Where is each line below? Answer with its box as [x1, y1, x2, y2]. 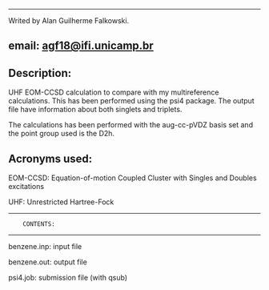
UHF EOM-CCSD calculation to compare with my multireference [8, 87, 219, 97]
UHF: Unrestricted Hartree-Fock [8, 197, 114, 207]
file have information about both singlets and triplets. [8, 105, 183, 115]
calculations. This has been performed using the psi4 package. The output [8, 96, 255, 106]
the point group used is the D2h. [8, 129, 114, 139]
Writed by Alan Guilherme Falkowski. [8, 16, 130, 25]
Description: [8, 66, 72, 80]
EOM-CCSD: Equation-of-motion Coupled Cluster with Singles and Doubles [8, 173, 258, 183]
